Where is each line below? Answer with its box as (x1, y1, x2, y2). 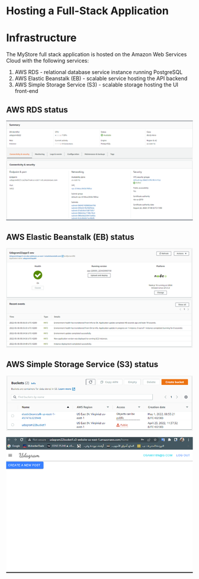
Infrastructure (6, 31, 77, 45)
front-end (14, 88, 38, 95)
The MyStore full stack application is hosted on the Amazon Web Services (6, 51, 187, 58)
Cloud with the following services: (6, 57, 89, 65)
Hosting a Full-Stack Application (6, 4, 169, 18)
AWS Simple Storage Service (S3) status (6, 359, 159, 369)
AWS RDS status (6, 105, 68, 115)
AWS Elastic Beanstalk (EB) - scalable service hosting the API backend (14, 75, 188, 82)
